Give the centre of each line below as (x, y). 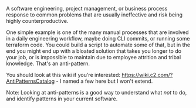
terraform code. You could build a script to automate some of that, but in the (98, 45)
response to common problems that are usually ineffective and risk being (94, 15)
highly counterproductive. (37, 21)
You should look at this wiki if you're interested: (63, 75)
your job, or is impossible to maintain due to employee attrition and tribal (94, 57)
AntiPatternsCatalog (31, 81)
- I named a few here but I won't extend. (104, 81)
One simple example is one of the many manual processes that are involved (97, 32)
